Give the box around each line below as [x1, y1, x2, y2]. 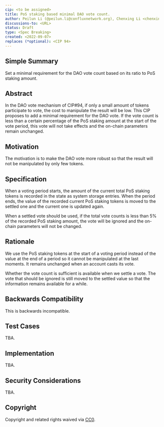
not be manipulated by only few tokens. [5, 161, 84, 167]
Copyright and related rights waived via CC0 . [5, 416, 96, 422]
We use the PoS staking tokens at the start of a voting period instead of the [5, 250, 156, 256]
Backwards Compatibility [5, 295, 84, 303]
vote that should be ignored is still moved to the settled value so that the [5, 275, 150, 281]
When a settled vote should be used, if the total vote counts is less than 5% [5, 213, 157, 219]
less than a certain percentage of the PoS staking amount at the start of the [5, 118, 157, 124]
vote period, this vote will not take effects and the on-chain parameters [5, 123, 148, 129]
